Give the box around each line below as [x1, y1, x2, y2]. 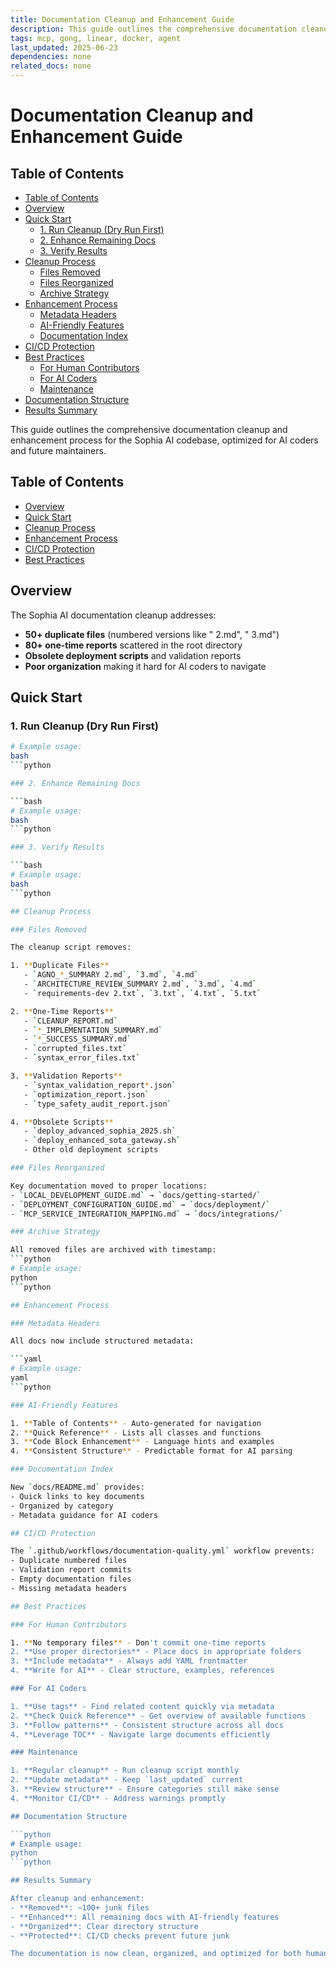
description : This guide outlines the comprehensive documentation [10, 24, 298, 34]
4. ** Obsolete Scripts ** [10, 1117, 114, 1127]
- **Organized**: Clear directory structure [10, 1921, 199, 1931]
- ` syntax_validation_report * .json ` [23, 1080, 177, 1090]
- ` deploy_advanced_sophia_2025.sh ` [23, 1126, 177, 1136]
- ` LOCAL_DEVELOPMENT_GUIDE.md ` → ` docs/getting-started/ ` [10, 1190, 262, 1200]
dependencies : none [10, 52, 92, 62]
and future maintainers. [10, 445, 107, 456]
